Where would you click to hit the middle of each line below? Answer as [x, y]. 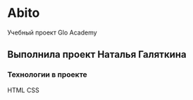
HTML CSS [24, 90]
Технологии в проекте [48, 75]
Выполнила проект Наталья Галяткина [97, 55]
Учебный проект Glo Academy [52, 32]
